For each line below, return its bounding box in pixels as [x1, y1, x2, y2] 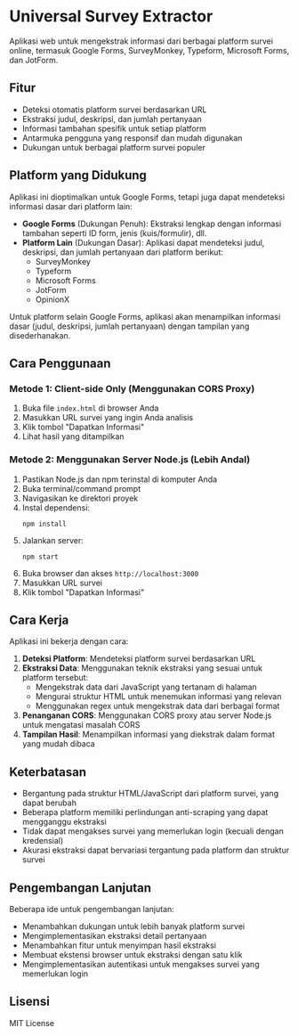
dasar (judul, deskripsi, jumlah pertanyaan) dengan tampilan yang [9, 321, 250, 331]
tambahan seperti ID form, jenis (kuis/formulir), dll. [21, 227, 207, 238]
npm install [21, 519, 67, 528]
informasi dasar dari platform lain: [9, 200, 133, 211]
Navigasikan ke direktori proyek [21, 493, 139, 503]
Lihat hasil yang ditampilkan [21, 431, 125, 442]
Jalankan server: [21, 534, 85, 545]
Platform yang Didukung [9, 167, 147, 184]
